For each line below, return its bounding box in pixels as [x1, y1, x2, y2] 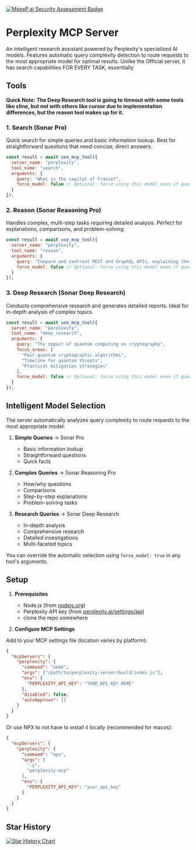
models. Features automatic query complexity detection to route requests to [6, 51, 189, 58]
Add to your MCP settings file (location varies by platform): [6, 637, 148, 644]
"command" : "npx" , [21, 751, 66, 757]
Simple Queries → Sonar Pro [14, 434, 85, 441]
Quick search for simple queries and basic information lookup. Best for [6, 137, 176, 144]
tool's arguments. [6, 558, 48, 565]
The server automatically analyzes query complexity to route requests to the [6, 416, 190, 423]
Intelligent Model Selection [6, 401, 106, 411]
